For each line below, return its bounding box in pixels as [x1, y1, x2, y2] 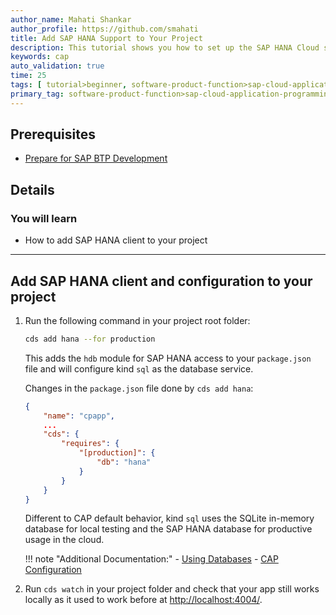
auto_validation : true [10, 61, 105, 71]
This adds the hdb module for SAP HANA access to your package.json [24, 352, 312, 364]
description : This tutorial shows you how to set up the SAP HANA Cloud [10, 42, 320, 53]
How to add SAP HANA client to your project [24, 234, 208, 246]
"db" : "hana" [96, 457, 152, 468]
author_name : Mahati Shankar [10, 14, 132, 25]
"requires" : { [61, 439, 120, 449]
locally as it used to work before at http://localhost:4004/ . [24, 594, 263, 606]
